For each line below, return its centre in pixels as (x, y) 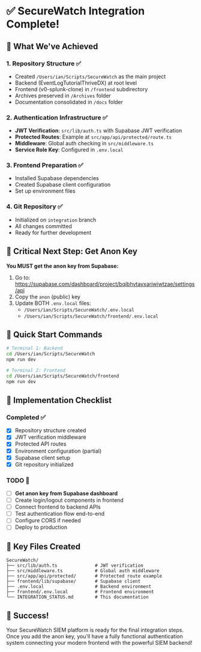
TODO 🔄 (18, 480)
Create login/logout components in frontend (69, 500)
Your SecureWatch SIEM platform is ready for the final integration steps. (95, 630)
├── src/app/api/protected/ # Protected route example (84, 576)
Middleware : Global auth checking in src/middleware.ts (84, 143)
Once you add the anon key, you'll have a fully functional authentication (94, 636)
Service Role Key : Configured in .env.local (69, 150)
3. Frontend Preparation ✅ (45, 165)
